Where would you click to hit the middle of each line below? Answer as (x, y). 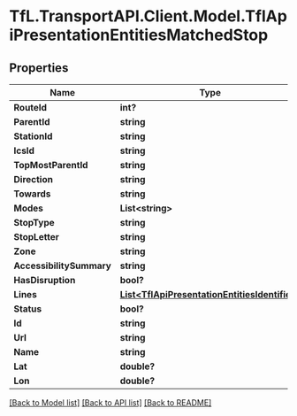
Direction (33, 179)
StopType (34, 223)
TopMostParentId (51, 165)
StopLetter (37, 237)
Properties (39, 68)
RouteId (30, 108)
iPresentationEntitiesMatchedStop (139, 35)
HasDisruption (45, 280)
